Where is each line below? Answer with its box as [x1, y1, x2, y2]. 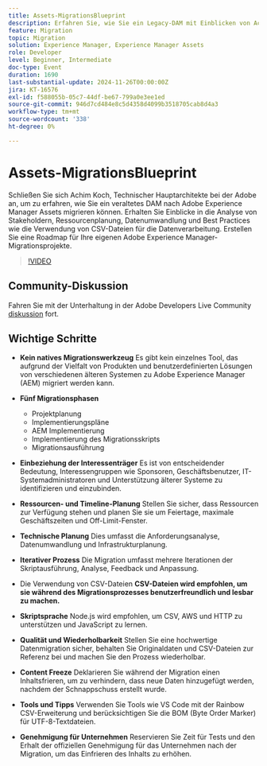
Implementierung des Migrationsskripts [31, 434, 161, 444]
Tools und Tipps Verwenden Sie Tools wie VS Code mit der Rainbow [19, 700, 245, 710]
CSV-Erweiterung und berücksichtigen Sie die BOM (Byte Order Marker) [19, 709, 257, 718]
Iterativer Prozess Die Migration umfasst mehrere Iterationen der [19, 555, 234, 565]
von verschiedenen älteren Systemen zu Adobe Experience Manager [19, 370, 246, 379]
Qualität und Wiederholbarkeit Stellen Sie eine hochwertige [19, 636, 218, 645]
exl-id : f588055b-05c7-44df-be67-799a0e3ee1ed [8, 93, 165, 101]
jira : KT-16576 [8, 85, 59, 94]
